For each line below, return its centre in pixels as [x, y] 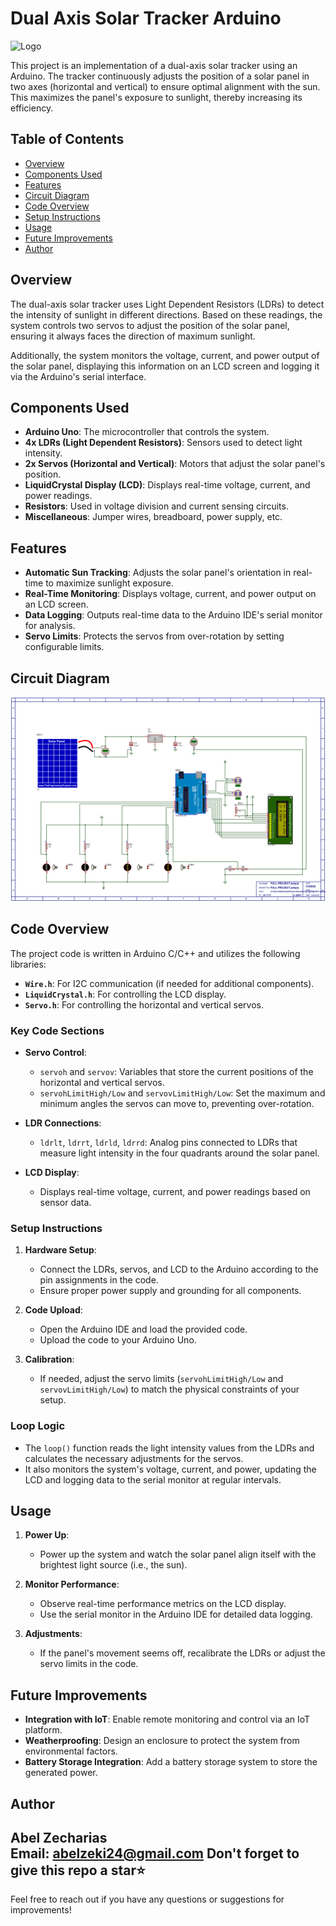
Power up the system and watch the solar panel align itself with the [178, 1554]
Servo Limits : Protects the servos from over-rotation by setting [154, 636]
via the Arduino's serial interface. [78, 376]
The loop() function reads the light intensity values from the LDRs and [169, 1448]
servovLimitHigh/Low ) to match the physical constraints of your [169, 1389]
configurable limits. [64, 647]
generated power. [61, 1773]
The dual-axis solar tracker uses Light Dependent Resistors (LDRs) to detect [167, 304]
